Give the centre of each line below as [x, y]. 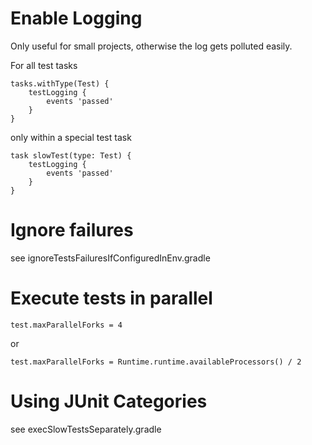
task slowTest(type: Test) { [71, 155]
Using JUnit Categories [109, 401]
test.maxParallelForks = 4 [66, 325]
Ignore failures [72, 230]
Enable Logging [76, 18]
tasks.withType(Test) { [60, 83]
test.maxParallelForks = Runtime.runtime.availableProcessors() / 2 [156, 362]
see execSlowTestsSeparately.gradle [86, 429]
